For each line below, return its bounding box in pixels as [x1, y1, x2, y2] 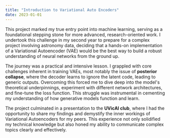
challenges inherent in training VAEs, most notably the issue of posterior [5, 68, 157, 74]
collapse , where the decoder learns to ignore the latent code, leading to [5, 74, 156, 80]
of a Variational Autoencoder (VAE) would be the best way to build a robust [5, 48, 162, 54]
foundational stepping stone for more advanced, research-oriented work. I [5, 31, 161, 38]
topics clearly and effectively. [5, 126, 67, 132]
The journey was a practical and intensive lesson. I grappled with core [5, 63, 152, 69]
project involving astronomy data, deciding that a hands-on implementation [5, 42, 162, 48]
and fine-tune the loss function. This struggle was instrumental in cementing [5, 90, 165, 96]
